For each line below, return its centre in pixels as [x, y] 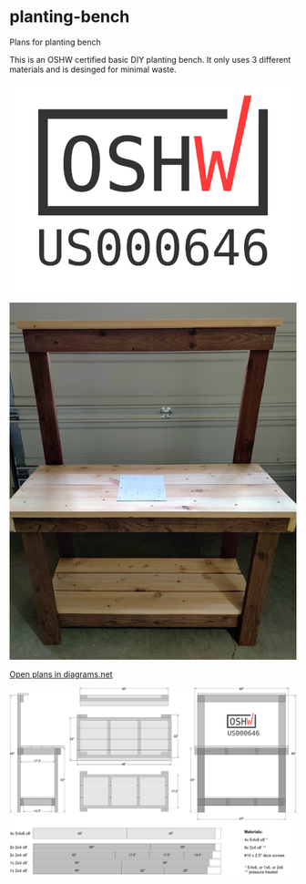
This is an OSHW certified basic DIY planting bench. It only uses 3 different [150, 59]
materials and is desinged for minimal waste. [93, 69]
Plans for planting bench [56, 42]
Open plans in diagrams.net [61, 674]
